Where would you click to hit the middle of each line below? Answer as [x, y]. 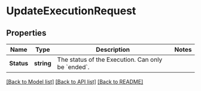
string [43, 63]
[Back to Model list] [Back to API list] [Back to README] [75, 82]
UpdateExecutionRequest [71, 11]
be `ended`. [73, 67]
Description [113, 50]
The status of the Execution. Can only [110, 59]
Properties [26, 33]
